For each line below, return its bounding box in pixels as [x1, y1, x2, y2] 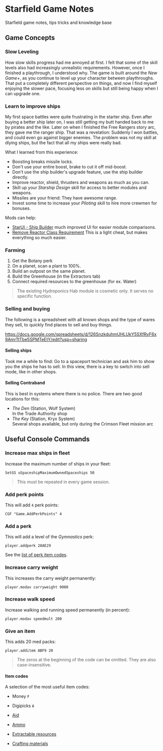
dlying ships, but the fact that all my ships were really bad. [5, 140, 122, 145]
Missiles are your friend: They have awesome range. [12, 195, 118, 201]
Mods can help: [5, 215, 36, 221]
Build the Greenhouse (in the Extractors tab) [12, 273, 101, 279]
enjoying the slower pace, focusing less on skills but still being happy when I [5, 85, 158, 91]
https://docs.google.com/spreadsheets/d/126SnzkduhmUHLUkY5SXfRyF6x [5, 331, 157, 337]
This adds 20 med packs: [5, 639, 56, 645]
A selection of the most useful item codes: [5, 684, 90, 690]
